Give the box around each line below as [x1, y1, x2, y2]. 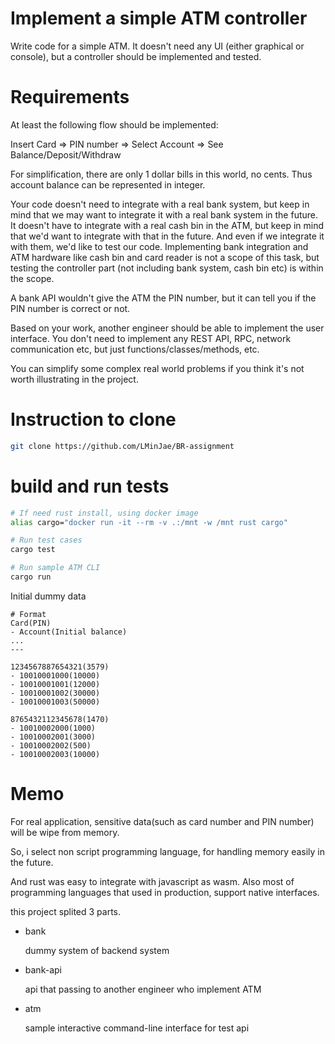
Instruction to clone [10, 408, 177, 431]
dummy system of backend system [24, 944, 170, 956]
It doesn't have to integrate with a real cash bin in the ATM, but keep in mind [10, 219, 325, 231]
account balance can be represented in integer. [10, 178, 206, 191]
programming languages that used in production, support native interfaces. [10, 886, 320, 898]
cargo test [10, 545, 56, 555]
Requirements [10, 86, 130, 109]
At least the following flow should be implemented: [10, 118, 219, 131]
